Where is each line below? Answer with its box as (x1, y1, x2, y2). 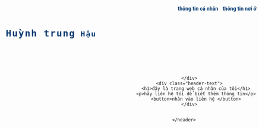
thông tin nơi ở (222, 5, 257, 12)
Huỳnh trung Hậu (5, 27, 97, 39)
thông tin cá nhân (178, 5, 219, 12)
